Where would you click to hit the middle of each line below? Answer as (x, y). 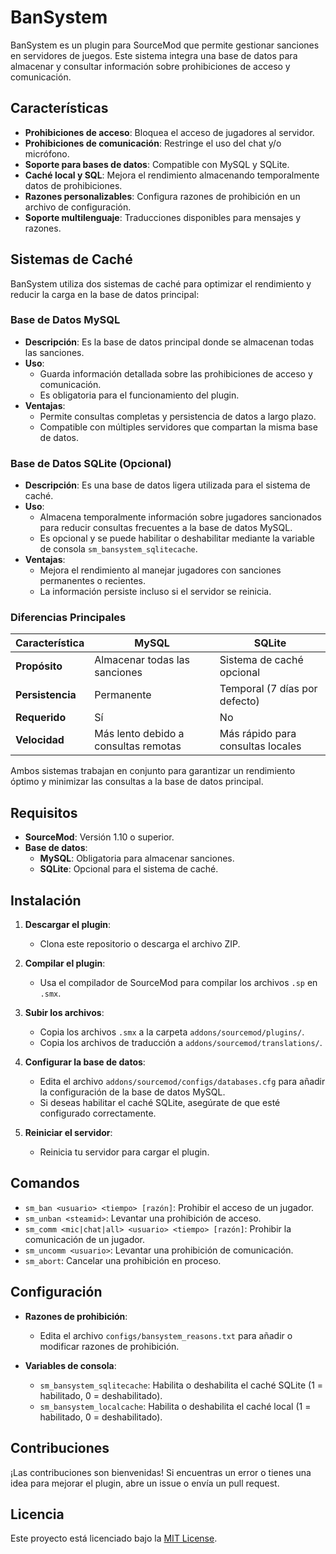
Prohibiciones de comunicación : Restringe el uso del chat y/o (153, 143)
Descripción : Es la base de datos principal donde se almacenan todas (169, 342)
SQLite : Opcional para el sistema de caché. (129, 869)
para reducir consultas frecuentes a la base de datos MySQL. (166, 528)
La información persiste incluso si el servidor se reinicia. (155, 592)
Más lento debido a (139, 734)
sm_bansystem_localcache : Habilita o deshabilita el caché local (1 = (175, 1406)
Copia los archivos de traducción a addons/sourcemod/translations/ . (181, 1043)
